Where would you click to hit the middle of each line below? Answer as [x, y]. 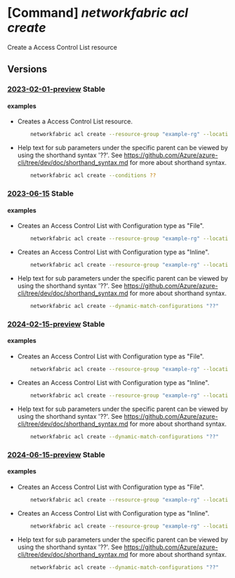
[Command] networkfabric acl [98, 13]
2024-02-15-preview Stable [56, 324]
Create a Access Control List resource [62, 47]
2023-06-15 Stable [41, 194]
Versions [27, 69]
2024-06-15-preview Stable [56, 455]
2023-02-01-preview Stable [56, 89]
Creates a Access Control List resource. [75, 121]
